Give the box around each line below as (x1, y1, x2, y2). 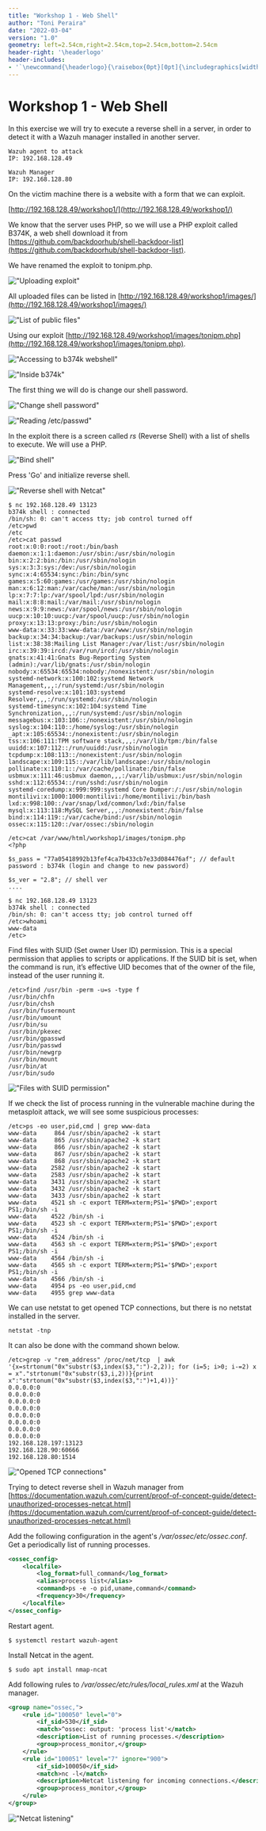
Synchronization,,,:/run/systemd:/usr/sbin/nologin (8, 709, 182, 717)
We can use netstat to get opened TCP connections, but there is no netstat (8, 1303, 252, 1312)
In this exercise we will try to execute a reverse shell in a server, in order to (8, 124, 252, 133)
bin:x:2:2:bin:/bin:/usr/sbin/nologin (8, 556, 136, 564)
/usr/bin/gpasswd (8, 1034, 66, 1042)
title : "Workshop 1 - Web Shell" (8, 11, 119, 20)
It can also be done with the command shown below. (8, 1340, 180, 1349)
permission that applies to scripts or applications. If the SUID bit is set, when (8, 954, 257, 963)
